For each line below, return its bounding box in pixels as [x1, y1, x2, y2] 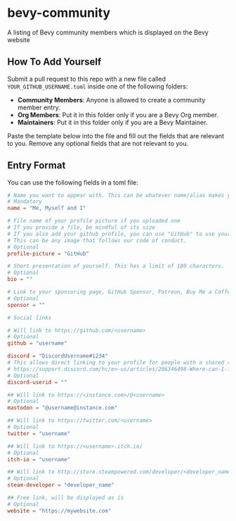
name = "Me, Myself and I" [7, 205, 86, 212]
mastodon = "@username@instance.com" [7, 404, 118, 411]
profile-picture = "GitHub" [7, 250, 90, 257]
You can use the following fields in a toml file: [7, 178, 138, 187]
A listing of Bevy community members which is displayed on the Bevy [7, 28, 209, 37]
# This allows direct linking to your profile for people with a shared [7, 360, 225, 367]
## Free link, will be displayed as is [7, 494, 124, 501]
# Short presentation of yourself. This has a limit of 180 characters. [7, 263, 225, 270]
